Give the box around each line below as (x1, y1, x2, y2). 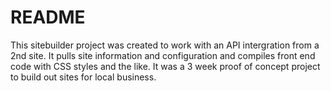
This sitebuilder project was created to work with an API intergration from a (10, 39, 320, 51)
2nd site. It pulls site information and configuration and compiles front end (10, 49, 316, 61)
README (10, 6, 86, 29)
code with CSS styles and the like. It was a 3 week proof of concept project (10, 60, 321, 72)
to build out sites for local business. (10, 71, 157, 83)
